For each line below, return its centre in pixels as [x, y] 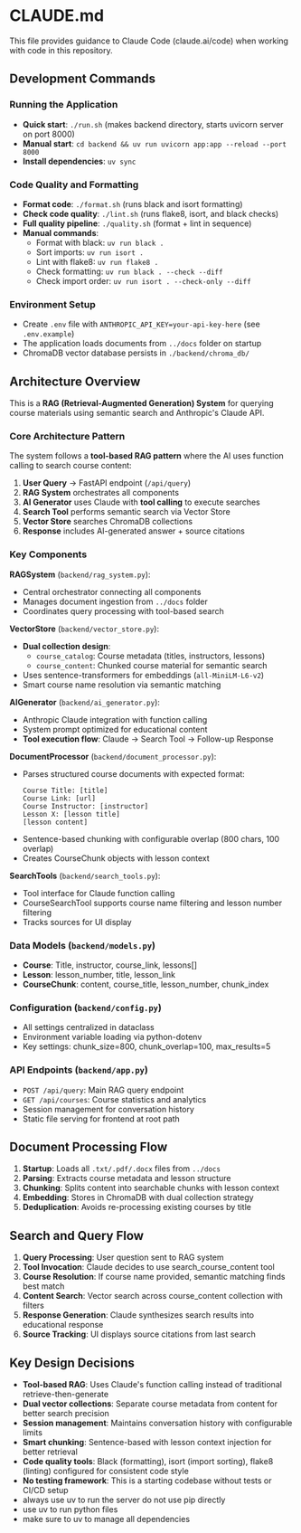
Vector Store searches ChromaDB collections [107, 522]
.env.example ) [48, 334]
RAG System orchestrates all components [100, 493]
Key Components [48, 554]
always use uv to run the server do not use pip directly [124, 1500]
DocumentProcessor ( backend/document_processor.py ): [113, 756]
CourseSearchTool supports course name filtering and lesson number [152, 903]
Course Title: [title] [65, 790]
